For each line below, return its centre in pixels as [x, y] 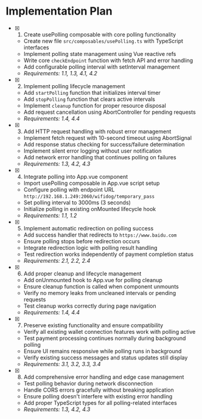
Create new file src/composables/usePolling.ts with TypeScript [103, 41]
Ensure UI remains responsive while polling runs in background [103, 351]
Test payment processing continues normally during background [105, 338]
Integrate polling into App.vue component [76, 176]
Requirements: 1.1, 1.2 [50, 215]
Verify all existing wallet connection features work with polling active [110, 331]
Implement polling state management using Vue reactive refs [100, 54]
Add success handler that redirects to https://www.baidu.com [100, 235]
